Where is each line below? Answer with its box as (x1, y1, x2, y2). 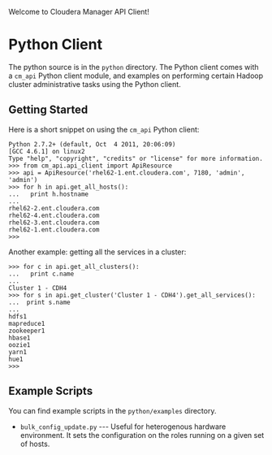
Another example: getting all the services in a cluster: (8, 247, 187, 257)
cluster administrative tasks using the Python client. (8, 79, 181, 89)
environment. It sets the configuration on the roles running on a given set (19, 430, 265, 440)
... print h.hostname (8, 190, 89, 198)
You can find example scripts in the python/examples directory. (8, 405, 217, 415)
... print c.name (8, 270, 75, 278)
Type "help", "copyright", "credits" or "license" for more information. (8, 154, 264, 162)
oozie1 (8, 340, 31, 349)
